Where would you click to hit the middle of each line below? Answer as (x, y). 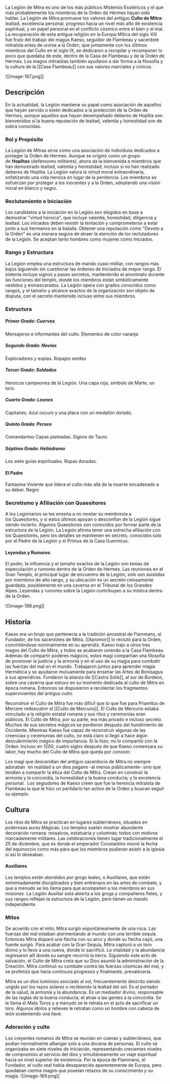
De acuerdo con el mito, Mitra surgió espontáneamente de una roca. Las (81, 929)
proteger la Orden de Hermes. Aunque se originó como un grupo (73, 156)
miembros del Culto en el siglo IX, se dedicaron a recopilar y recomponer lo (84, 50)
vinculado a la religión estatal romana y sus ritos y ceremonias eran (75, 714)
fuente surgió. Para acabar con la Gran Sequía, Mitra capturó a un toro (78, 945)
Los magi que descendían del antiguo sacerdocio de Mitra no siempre (78, 761)
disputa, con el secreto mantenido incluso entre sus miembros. (71, 296)
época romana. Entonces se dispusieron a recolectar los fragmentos (76, 688)
